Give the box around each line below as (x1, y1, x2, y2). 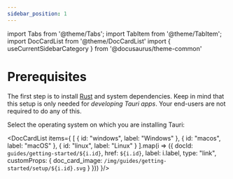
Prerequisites (7, 69, 87, 85)
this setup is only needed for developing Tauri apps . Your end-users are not (7, 99, 226, 108)
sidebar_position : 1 (7, 10, 68, 17)
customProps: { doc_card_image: (7, 156, 103, 164)
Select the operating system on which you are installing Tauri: (7, 120, 185, 129)
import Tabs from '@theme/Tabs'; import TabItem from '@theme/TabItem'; (7, 29, 223, 38)
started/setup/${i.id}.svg (7, 165, 86, 172)
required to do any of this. (7, 106, 82, 115)
